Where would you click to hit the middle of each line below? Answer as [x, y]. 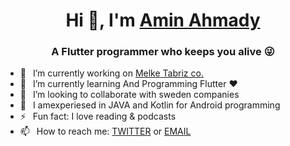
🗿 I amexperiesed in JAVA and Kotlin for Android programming [150, 105]
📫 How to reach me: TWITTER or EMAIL [105, 131]
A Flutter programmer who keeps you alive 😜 [163, 52]
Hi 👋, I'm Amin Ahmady [163, 20]
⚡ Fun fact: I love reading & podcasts [98, 116]
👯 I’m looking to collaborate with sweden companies [129, 95]
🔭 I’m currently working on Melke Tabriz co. [111, 73]
